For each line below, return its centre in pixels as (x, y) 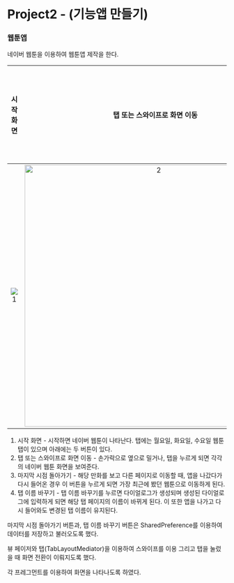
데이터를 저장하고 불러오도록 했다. (53, 534)
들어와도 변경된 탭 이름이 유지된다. (71, 510)
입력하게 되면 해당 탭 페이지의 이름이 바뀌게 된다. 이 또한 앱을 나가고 (122, 502)
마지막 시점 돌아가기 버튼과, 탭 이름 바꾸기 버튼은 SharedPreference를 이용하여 (115, 525)
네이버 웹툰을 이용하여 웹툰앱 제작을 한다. (63, 54)
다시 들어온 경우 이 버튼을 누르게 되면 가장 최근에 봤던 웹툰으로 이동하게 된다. (121, 484)
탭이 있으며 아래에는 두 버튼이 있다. (65, 449)
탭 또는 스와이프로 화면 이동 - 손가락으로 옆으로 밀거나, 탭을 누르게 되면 (113, 458)
